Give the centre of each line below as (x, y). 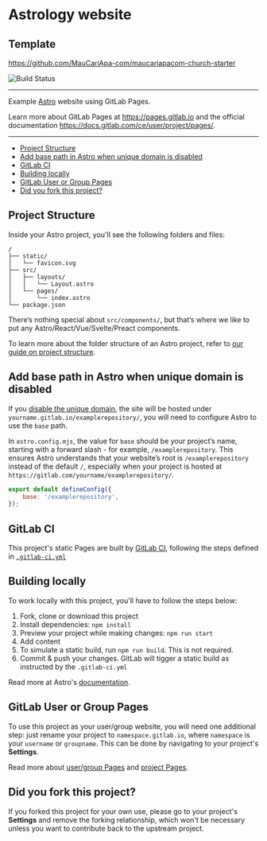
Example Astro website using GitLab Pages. (79, 101)
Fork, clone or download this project (79, 616)
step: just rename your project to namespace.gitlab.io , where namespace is (129, 734)
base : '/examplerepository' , (71, 496)
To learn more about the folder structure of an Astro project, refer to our (126, 343)
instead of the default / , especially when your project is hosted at (115, 466)
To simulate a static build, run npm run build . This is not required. (126, 649)
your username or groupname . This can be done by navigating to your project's (133, 743)
